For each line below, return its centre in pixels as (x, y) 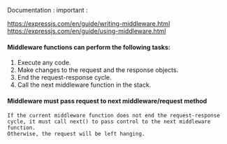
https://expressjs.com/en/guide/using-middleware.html (87, 31)
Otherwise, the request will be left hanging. (76, 134)
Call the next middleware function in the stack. (84, 85)
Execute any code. (44, 63)
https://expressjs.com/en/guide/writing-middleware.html (89, 23)
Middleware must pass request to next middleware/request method (107, 101)
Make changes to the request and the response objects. (98, 70)
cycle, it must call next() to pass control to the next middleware (109, 122)
